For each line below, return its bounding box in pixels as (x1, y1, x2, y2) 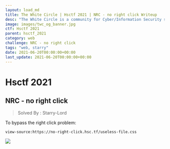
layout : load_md (5, 7, 39, 13)
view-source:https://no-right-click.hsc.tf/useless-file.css (5, 130, 137, 135)
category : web (5, 36, 35, 41)
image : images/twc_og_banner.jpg (5, 21, 76, 27)
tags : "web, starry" (5, 45, 49, 50)
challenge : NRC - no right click (5, 41, 76, 46)
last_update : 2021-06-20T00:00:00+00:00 (5, 54, 92, 60)
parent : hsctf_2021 (5, 31, 47, 36)
